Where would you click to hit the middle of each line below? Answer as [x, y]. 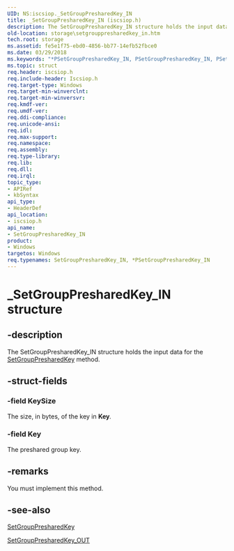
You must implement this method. [55, 488]
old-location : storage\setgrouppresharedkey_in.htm [84, 33]
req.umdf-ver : [28, 111]
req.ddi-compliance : [37, 117]
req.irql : [22, 176]
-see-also [29, 510]
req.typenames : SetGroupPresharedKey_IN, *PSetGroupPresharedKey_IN [109, 260]
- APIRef [20, 189]
